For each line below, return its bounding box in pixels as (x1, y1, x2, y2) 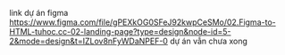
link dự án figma (9, 8, 69, 18)
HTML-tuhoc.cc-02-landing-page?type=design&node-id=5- (9, 27, 231, 36)
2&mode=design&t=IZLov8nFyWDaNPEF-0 (9, 35, 168, 46)
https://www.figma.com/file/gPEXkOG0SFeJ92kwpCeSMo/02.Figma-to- (9, 17, 276, 27)
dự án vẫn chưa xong (169, 35, 248, 46)
